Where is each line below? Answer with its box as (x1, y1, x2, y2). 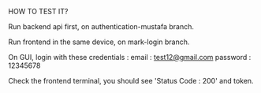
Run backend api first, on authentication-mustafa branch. (8, 22, 195, 31)
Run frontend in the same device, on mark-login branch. (8, 37, 190, 46)
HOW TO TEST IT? (8, 7, 69, 16)
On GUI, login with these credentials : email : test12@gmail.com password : (8, 53, 252, 61)
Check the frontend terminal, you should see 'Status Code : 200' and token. (8, 76, 254, 85)
